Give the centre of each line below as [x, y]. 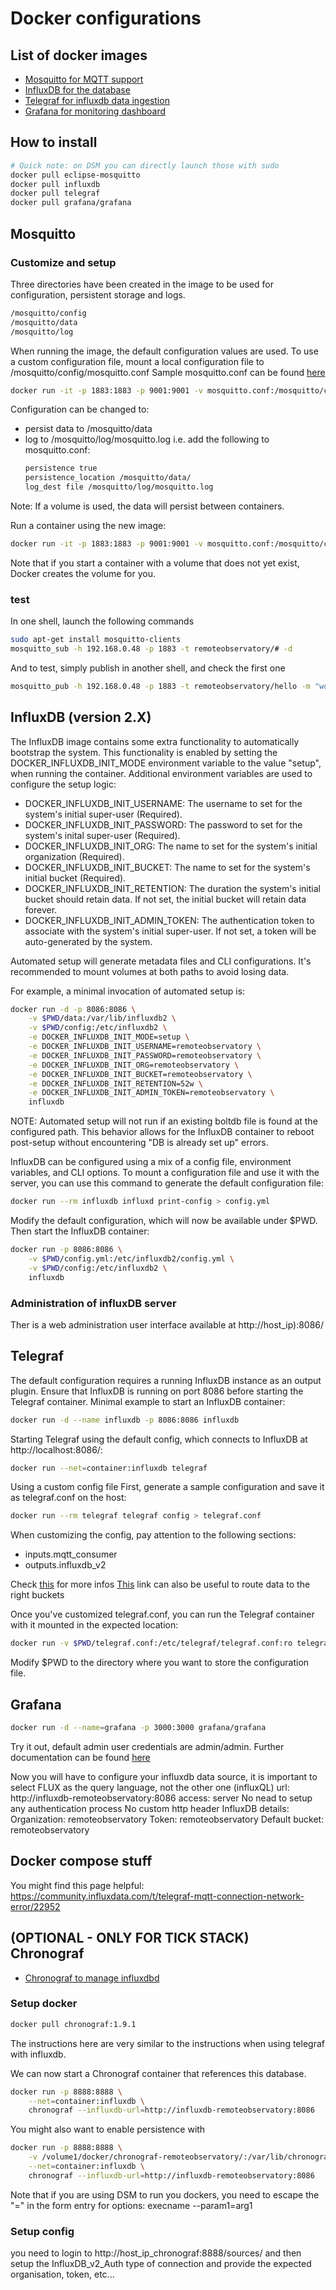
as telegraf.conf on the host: [68, 1498]
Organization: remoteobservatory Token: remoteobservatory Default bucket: [167, 1819]
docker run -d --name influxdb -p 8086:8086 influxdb [125, 1420]
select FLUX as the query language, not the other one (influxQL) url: [150, 1787]
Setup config [42, 2231]
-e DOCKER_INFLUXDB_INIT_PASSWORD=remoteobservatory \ [145, 1055]
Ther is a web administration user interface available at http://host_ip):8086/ [167, 1324]
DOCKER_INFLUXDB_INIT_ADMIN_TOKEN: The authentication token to [169, 920]
